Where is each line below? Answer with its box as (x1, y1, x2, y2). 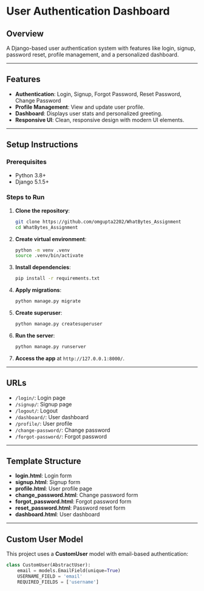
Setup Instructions (6, 140, 78, 150)
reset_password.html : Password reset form (15, 504, 126, 511)
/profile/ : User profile (15, 420, 73, 427)
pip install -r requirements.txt (15, 275, 100, 282)
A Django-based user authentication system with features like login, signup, (6, 44, 196, 52)
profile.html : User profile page (15, 485, 92, 493)
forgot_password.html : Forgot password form (15, 498, 132, 505)
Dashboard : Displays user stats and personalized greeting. (15, 109, 163, 117)
